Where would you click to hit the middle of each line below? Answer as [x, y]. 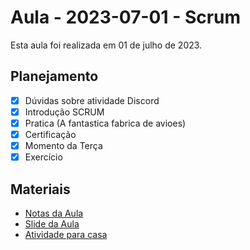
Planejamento [54, 76]
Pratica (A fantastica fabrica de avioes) [105, 123]
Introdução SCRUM [64, 112]
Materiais [40, 189]
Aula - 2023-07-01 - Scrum [126, 17]
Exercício [43, 157]
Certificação [50, 134]
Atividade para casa [66, 234]
